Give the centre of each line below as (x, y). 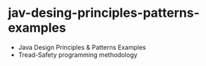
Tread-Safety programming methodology (78, 55)
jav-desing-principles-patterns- (104, 13)
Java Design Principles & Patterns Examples (82, 47)
